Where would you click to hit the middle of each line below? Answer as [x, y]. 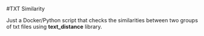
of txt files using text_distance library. [54, 27]
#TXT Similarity [26, 9]
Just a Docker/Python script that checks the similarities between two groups [102, 20]
